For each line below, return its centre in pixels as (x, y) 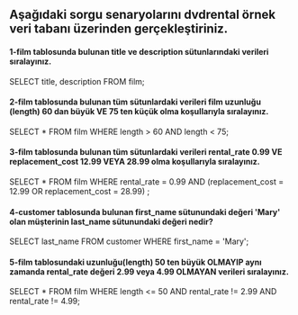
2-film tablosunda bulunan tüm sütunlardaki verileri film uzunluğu (135, 102)
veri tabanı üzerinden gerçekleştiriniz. (119, 29)
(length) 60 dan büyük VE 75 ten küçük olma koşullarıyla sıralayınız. (139, 112)
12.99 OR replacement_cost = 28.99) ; (80, 191)
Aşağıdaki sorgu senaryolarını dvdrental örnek (143, 15)
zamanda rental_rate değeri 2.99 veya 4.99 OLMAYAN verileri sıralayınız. (149, 271)
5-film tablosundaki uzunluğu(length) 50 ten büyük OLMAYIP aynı (135, 262)
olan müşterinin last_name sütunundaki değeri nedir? (111, 221)
